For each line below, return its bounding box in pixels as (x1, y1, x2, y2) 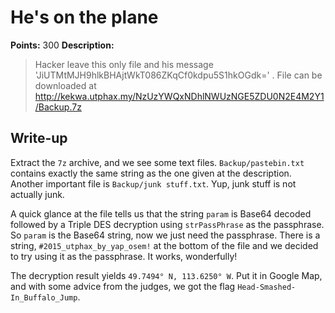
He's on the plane (10, 6, 159, 29)
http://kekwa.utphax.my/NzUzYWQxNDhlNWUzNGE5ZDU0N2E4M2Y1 (34, 90, 325, 102)
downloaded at (34, 79, 97, 91)
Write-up (10, 130, 68, 147)
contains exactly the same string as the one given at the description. (10, 167, 292, 179)
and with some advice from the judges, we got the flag (10, 280, 236, 292)
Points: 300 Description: (10, 39, 115, 51)
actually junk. (10, 188, 65, 200)
